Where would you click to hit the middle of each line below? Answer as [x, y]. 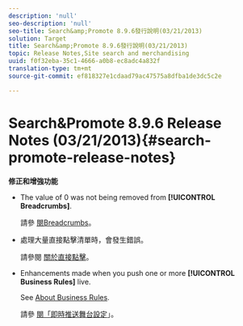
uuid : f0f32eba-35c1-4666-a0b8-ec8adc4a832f [84, 61]
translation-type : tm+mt [50, 69]
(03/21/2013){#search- [132, 140]
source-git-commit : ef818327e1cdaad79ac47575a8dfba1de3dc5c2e [115, 76]
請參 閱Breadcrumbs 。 [58, 222]
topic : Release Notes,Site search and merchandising [99, 53]
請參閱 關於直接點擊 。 [57, 256]
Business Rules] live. [55, 282]
